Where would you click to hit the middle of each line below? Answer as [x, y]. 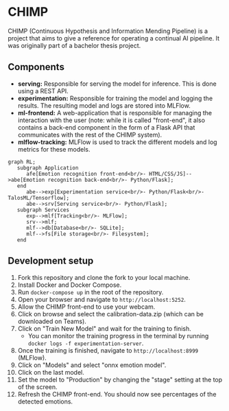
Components [36, 67]
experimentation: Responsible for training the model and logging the [115, 98]
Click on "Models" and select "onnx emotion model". [92, 365]
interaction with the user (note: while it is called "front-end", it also [111, 120]
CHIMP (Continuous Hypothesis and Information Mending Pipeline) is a [108, 31]
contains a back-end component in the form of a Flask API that [106, 127]
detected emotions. [45, 401]
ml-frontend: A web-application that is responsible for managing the [115, 113]
